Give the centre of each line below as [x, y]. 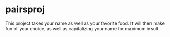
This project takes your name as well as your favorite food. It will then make [85, 23]
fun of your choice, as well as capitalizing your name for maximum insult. [83, 28]
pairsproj [25, 9]
